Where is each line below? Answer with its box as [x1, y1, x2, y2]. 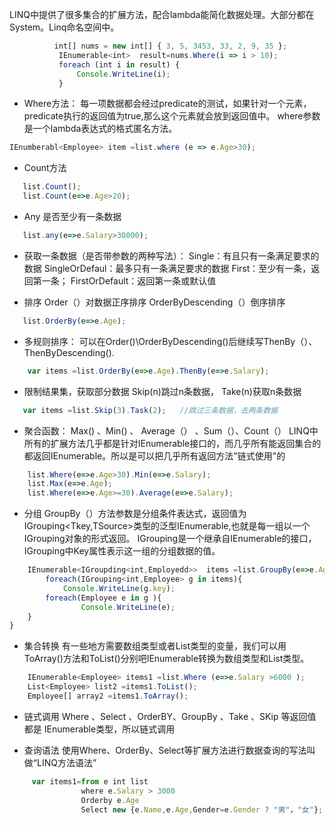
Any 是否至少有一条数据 [23, 211, 122, 222]
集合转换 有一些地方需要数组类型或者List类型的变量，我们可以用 [23, 640, 287, 652]
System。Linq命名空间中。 [9, 21, 120, 33]
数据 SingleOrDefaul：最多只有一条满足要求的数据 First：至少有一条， [23, 262, 312, 274]
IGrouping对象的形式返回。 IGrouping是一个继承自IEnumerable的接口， [23, 533, 317, 545]
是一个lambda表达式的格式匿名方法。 [23, 123, 178, 135]
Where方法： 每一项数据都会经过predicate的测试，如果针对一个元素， [23, 98, 312, 110]
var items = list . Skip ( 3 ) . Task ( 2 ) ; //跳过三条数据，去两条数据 [22, 405, 279, 415]
